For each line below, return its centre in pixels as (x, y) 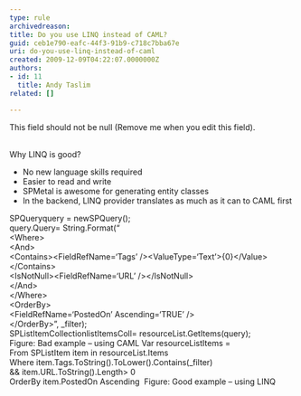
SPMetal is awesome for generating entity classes (116, 191)
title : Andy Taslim (54, 85)
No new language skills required (82, 172)
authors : (26, 69)
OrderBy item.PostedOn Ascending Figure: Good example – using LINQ (142, 382)
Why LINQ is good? (45, 154)
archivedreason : (40, 26)
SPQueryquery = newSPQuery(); (70, 218)
